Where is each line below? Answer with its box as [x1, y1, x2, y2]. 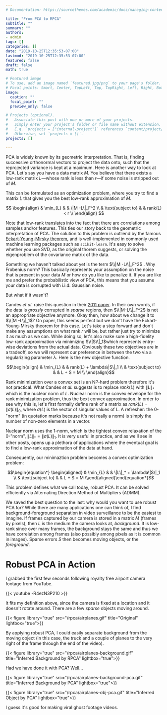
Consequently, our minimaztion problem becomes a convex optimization [5, 454, 153, 460]
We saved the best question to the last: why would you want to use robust [5, 499, 157, 505]
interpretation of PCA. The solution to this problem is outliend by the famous [5, 230, 161, 236]
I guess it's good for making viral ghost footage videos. [5, 704, 118, 710]
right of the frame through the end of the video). [5, 640, 104, 646]
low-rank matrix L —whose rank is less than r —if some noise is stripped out [5, 175, 159, 181]
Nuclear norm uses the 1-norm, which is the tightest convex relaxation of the [5, 428, 162, 434]
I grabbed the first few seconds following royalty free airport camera [5, 575, 146, 581]
